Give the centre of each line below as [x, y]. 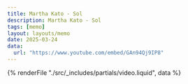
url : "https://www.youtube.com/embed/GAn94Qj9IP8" [89, 53]
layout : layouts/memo [39, 33]
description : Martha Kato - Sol [54, 20]
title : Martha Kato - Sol [45, 14]
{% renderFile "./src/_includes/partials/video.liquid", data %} [94, 72]
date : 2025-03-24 [32, 40]
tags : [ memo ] [26, 27]
